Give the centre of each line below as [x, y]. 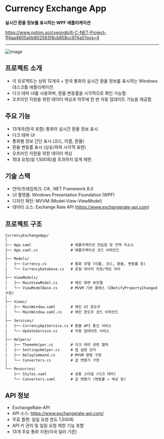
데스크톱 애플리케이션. [33, 87]
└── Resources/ [20, 369]
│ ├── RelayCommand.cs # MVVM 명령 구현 [53, 355]
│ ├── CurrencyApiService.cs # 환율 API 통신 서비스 [58, 326]
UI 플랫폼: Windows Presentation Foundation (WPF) [63, 195]
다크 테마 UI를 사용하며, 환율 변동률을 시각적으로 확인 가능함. [70, 93]
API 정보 [17, 395]
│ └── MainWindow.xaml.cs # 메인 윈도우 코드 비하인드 [62, 312]
